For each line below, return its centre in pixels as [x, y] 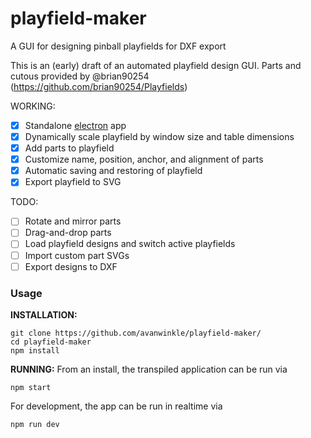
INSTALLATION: [44, 314]
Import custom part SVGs [77, 255]
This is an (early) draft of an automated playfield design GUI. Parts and [156, 65]
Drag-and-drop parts [68, 233]
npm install [35, 350]
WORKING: [33, 106]
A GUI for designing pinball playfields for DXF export [118, 46]
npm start [31, 387]
